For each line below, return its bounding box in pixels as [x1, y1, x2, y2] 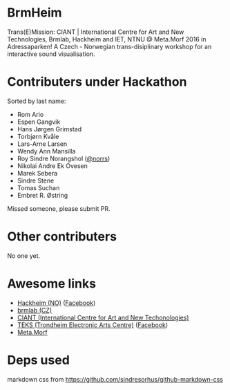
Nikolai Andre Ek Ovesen [17, 161, 88, 170]
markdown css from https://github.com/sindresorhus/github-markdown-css [7, 375, 223, 383]
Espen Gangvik [17, 118, 61, 126]
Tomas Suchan [17, 183, 60, 192]
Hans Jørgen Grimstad [17, 124, 82, 133]
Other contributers [7, 229, 117, 245]
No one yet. [7, 251, 41, 260]
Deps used [7, 352, 70, 368]
